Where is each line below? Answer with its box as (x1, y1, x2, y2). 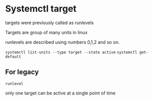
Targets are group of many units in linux (5, 29, 88, 35)
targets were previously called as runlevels (5, 20, 94, 26)
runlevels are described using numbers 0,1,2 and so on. (5, 39, 120, 45)
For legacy (5, 68, 39, 76)
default (5, 54, 22, 59)
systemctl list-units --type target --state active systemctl (5, 50, 137, 55)
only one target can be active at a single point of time (5, 90, 116, 96)
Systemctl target (5, 3, 77, 15)
